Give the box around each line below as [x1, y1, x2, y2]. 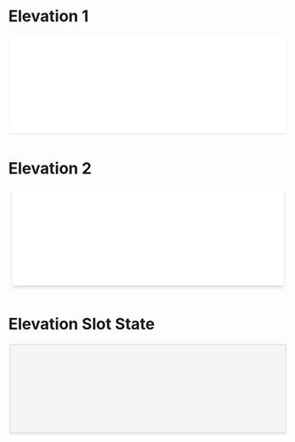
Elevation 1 [8, 6, 89, 27]
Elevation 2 [8, 158, 92, 178]
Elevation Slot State [8, 314, 156, 334]
